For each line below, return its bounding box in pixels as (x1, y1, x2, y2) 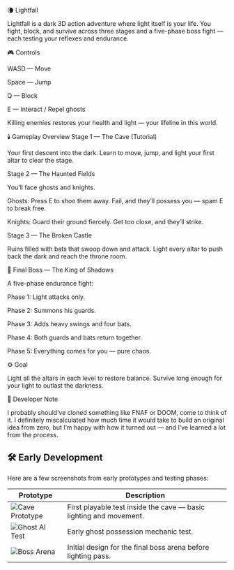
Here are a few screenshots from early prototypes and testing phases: (7, 474, 209, 482)
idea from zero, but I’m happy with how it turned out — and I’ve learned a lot (7, 423, 226, 432)
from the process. (7, 431, 58, 439)
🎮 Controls (7, 48, 40, 57)
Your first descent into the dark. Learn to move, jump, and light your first (7, 149, 214, 156)
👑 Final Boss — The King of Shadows (7, 265, 114, 274)
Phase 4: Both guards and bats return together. (7, 333, 143, 342)
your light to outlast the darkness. (7, 381, 104, 390)
